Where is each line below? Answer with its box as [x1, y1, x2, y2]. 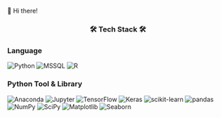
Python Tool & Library [7, 79, 83, 89]
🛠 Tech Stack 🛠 [89, 24, 147, 34]
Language [7, 45, 43, 55]
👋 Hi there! [7, 7, 39, 15]
